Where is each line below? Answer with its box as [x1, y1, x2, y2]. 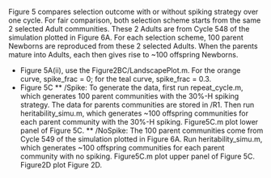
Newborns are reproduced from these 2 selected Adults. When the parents [8, 41, 258, 51]
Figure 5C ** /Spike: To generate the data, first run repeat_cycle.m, [19, 83, 243, 92]
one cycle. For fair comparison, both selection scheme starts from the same [8, 15, 261, 25]
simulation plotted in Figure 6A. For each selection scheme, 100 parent [8, 32, 244, 42]
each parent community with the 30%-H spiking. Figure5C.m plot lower [19, 117, 259, 126]
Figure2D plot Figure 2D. [19, 160, 103, 169]
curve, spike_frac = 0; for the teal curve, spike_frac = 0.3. [19, 74, 212, 83]
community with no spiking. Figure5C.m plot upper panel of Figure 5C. [19, 151, 256, 161]
